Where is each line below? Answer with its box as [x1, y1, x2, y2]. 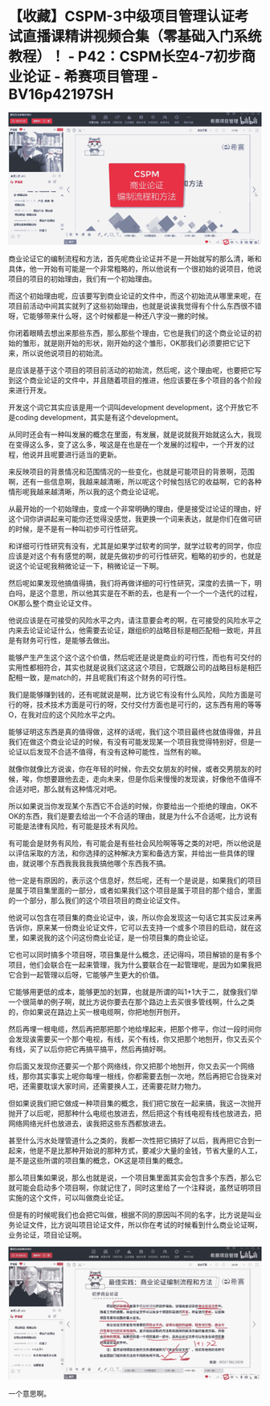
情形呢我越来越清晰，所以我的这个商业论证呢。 [8, 487, 163, 497]
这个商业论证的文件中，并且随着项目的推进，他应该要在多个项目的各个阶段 [14, 375, 262, 386]
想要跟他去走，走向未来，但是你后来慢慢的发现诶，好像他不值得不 [43, 775, 262, 784]
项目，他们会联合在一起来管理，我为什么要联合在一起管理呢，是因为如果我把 [8, 960, 262, 970]
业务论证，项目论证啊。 [8, 1230, 86, 1240]
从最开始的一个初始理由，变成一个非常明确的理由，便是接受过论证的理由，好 [8, 504, 262, 514]
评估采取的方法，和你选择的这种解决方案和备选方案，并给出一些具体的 [14, 848, 247, 858]
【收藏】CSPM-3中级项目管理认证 [8, 7, 235, 26]
